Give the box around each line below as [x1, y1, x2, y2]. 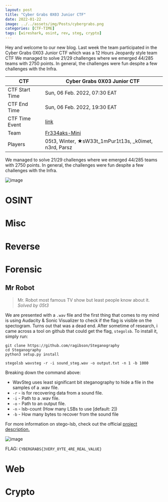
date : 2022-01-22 [5, 17, 41, 22]
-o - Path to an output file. [12, 400, 66, 407]
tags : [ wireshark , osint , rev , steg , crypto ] [5, 31, 101, 36]
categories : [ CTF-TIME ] [5, 26, 55, 31]
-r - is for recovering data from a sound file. [12, 390, 103, 396]
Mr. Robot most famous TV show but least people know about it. [17, 297, 150, 303]
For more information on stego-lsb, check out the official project [5, 421, 137, 427]
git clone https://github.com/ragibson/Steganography [5, 343, 120, 348]
